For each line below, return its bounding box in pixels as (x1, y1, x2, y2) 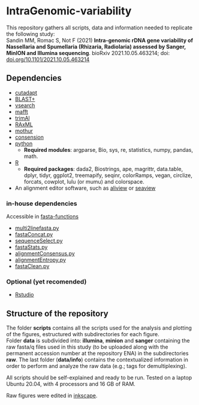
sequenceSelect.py (14, 237, 63, 245)
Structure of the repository (6, 308, 109, 318)
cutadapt (14, 89, 38, 96)
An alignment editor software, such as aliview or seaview (14, 184, 156, 191)
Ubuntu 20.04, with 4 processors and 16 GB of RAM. (6, 380, 136, 388)
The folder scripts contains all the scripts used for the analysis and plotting (6, 324, 192, 331)
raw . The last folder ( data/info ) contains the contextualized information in (6, 356, 189, 363)
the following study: (6, 30, 55, 37)
